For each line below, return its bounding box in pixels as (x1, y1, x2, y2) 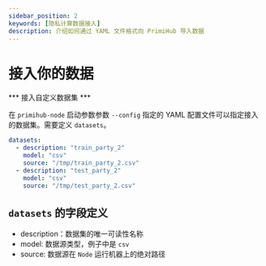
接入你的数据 (8, 64, 95, 83)
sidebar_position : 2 (8, 11, 79, 20)
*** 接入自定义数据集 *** (8, 92, 91, 102)
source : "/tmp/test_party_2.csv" (23, 182, 136, 190)
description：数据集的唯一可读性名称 (19, 229, 144, 239)
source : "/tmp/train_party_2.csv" (23, 159, 139, 167)
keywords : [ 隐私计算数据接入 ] (8, 19, 101, 28)
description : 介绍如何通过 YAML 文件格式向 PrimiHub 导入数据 (8, 27, 204, 35)
